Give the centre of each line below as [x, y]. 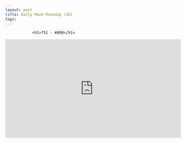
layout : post [19, 10]
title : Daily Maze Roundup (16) [39, 14]
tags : [11, 19]
